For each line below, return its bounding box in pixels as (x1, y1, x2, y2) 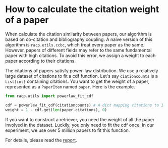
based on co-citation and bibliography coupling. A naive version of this (5, 36, 153, 42)
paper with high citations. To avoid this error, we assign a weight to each (5, 52, 156, 59)
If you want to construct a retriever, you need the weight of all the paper (5, 116, 155, 122)
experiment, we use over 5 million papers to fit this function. (5, 127, 130, 133)
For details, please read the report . (5, 137, 77, 143)
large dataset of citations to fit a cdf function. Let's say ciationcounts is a (5, 73, 158, 79)
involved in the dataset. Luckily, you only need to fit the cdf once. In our (5, 122, 154, 128)
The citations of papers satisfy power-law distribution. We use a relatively (5, 67, 158, 74)
